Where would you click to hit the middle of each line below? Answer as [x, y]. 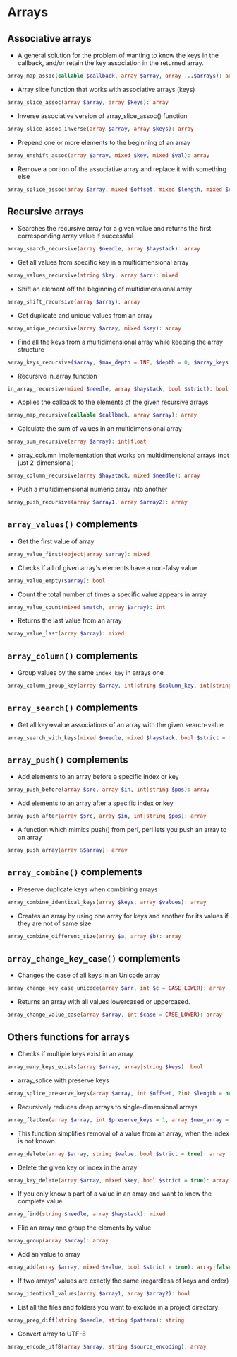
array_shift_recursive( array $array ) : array [74, 301]
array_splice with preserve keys [63, 1080]
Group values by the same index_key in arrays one [91, 673]
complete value [40, 1201]
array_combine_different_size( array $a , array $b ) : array [94, 936]
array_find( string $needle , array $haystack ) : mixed [86, 1214]
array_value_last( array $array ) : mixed [66, 634]
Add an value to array [49, 1254]
